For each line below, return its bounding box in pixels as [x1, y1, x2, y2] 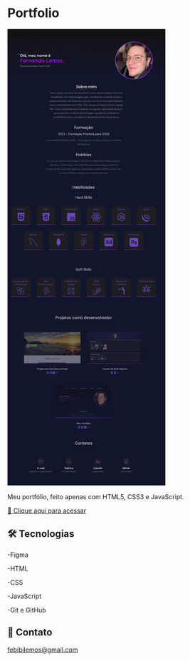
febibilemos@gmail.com [7, 645, 78, 654]
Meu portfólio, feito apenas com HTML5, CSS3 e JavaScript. [7, 492, 184, 501]
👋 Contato [7, 626, 53, 639]
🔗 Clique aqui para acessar [7, 506, 87, 515]
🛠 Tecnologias [7, 528, 75, 540]
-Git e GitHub [7, 605, 46, 614]
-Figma [7, 550, 28, 559]
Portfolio [7, 5, 60, 21]
